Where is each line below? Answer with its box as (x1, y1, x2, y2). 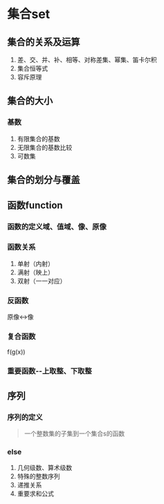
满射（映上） (17, 268, 54, 277)
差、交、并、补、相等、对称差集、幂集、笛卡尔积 (17, 56, 157, 64)
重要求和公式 (17, 489, 54, 498)
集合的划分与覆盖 (7, 174, 80, 186)
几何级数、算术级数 (17, 464, 73, 472)
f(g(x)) (7, 348, 26, 356)
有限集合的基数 (17, 134, 60, 142)
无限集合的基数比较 (17, 143, 73, 151)
